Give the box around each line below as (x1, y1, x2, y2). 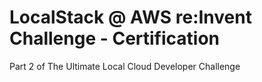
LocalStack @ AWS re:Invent (9, 6, 252, 29)
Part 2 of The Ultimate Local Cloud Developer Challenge (9, 60, 241, 72)
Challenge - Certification (9, 27, 221, 50)
